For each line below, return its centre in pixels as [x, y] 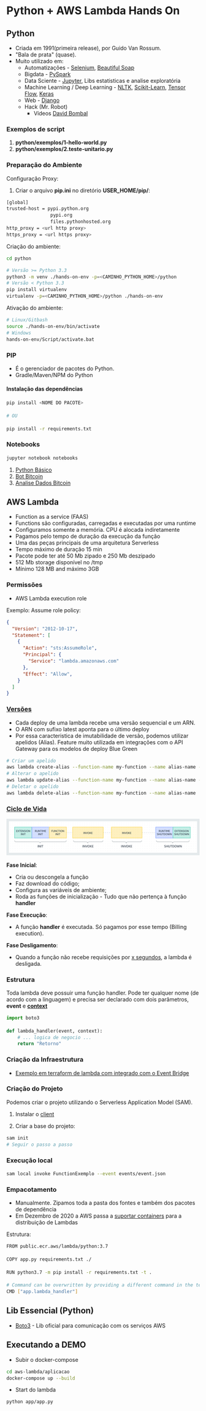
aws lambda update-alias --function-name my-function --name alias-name [101, 780]
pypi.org [61, 216]
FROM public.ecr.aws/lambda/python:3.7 [57, 1246]
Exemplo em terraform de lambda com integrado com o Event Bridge [102, 1073]
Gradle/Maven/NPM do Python [54, 375]
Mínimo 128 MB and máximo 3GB [57, 569]
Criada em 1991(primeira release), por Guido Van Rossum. [88, 48]
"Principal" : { [42, 655]
